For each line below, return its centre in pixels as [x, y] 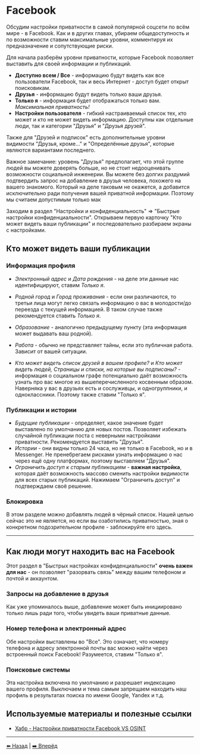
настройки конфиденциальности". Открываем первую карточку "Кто [94, 217]
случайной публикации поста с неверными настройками [87, 435]
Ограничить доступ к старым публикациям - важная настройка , [98, 467]
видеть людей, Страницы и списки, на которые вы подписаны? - [98, 369]
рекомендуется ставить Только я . [58, 316]
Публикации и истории [41, 410]
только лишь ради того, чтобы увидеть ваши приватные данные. [88, 613]
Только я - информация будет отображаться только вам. [87, 100]
